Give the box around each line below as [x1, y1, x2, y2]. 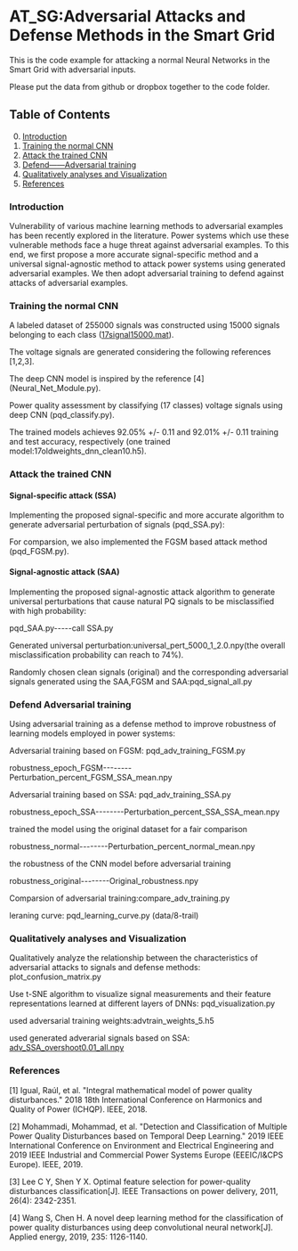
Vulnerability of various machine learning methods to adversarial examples [9, 221, 284, 232]
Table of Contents [9, 107, 111, 122]
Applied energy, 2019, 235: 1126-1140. [9, 1231, 149, 1242]
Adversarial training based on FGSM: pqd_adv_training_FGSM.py [9, 745, 246, 756]
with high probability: [9, 605, 87, 616]
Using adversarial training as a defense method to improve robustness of [9, 718, 277, 729]
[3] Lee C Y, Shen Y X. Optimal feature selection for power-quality [9, 1176, 251, 1187]
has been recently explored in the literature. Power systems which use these [9, 230, 289, 241]
